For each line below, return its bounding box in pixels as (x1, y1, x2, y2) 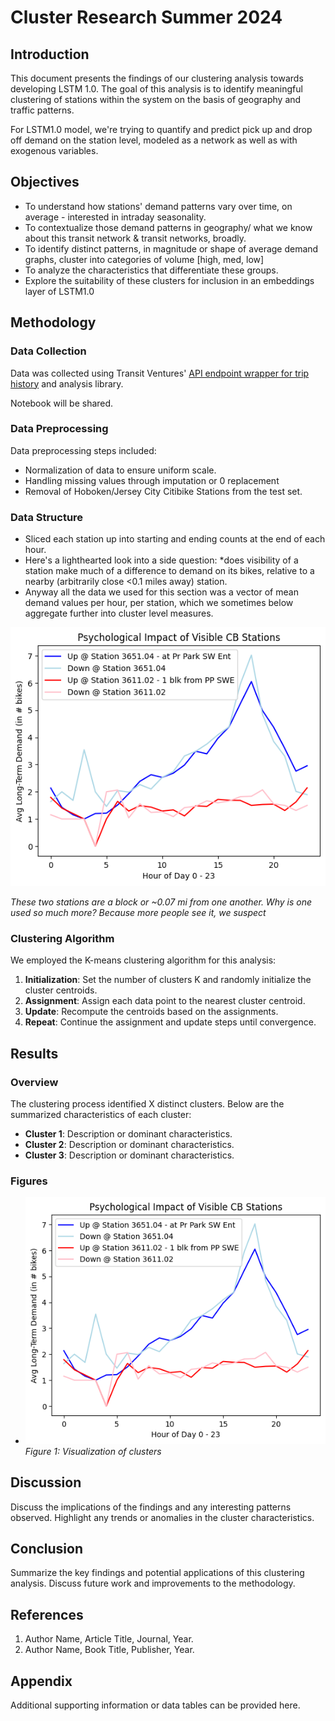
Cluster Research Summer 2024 (10, 6, 283, 29)
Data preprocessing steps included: (10, 444, 157, 456)
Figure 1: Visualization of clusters (24, 1445, 162, 1457)
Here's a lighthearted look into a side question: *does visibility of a (24, 554, 299, 566)
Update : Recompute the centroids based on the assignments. (24, 1006, 279, 1018)
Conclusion (10, 1540, 84, 1557)
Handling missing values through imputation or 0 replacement (24, 474, 280, 486)
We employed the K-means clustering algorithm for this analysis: (10, 954, 277, 966)
